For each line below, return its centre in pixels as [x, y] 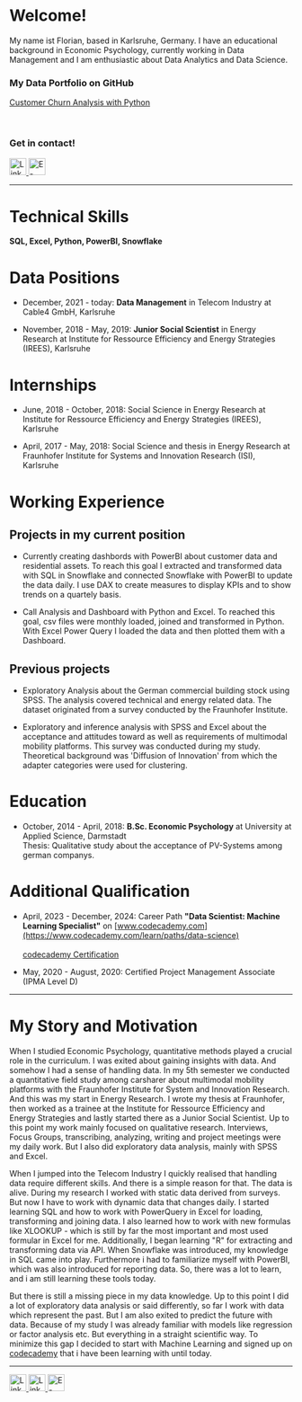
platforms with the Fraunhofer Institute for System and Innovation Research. [150, 1089]
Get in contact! [42, 143]
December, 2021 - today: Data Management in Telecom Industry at [147, 303]
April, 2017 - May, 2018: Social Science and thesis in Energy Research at [156, 447]
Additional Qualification [100, 892]
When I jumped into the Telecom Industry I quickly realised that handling [143, 1173]
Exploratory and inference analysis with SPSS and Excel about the [144, 727]
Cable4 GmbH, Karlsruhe [69, 312]
